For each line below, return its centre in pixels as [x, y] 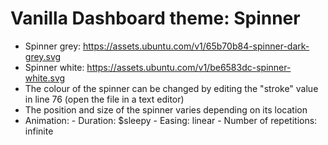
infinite [39, 131]
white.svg [45, 78]
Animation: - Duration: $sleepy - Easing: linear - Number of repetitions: [171, 120]
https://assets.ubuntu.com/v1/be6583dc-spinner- [189, 67]
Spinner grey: [53, 46]
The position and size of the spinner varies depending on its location [166, 109]
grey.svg [43, 56]
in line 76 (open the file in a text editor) [104, 99]
